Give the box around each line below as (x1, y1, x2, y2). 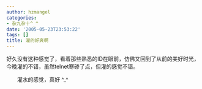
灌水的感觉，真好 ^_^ (17, 76, 69, 83)
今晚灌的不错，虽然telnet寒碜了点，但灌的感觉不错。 (6, 63, 139, 70)
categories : (6, 15, 37, 21)
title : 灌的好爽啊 (6, 37, 49, 44)
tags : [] (6, 32, 29, 38)
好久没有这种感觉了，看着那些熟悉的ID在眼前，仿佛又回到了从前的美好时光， (6, 55, 200, 62)
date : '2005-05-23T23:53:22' (6, 26, 81, 33)
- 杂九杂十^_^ (6, 20, 39, 26)
